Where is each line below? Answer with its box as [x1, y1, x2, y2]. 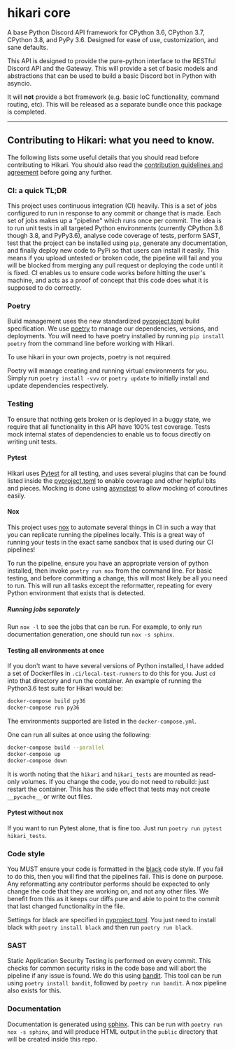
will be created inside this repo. [7, 1035, 98, 1043]
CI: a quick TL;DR [7, 185, 67, 195]
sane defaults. [7, 43, 48, 51]
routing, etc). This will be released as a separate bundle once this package [7, 100, 222, 108]
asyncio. [7, 79, 32, 87]
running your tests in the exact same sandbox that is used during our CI [7, 538, 213, 547]
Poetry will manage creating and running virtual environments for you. [7, 366, 208, 375]
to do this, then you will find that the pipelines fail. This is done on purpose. [7, 872, 224, 881]
